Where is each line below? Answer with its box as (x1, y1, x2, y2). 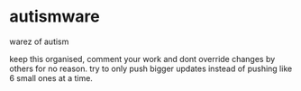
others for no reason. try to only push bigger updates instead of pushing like (9, 63, 293, 74)
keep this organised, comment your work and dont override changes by (9, 53, 276, 64)
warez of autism (9, 36, 69, 47)
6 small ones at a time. (9, 72, 93, 83)
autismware (9, 6, 101, 27)
